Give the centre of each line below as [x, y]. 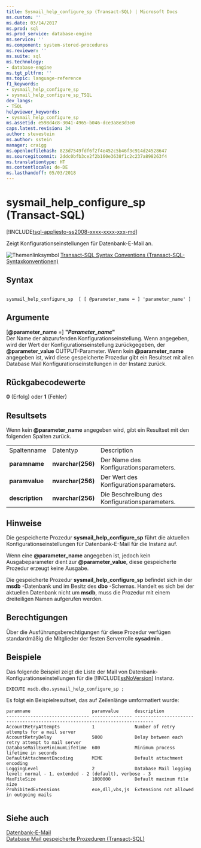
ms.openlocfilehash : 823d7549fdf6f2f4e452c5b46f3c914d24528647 [87, 151]
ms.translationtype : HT [36, 162]
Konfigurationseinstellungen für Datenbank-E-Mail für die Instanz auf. [92, 544]
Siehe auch [28, 818]
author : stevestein [31, 134]
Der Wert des [119, 477]
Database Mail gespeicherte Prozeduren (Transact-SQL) [76, 839]
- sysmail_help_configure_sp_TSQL [49, 95]
